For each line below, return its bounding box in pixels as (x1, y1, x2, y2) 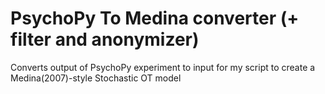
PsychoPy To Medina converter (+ (10, 7, 300, 30)
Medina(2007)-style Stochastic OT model (10, 72, 182, 84)
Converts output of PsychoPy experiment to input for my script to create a (10, 61, 316, 73)
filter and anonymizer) (10, 28, 200, 51)
